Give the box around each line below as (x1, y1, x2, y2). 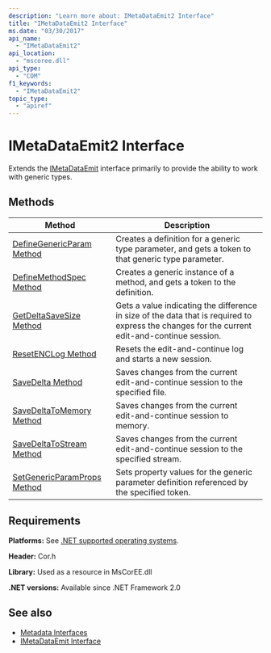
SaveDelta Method (12, 377, 83, 388)
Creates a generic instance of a (115, 266, 235, 277)
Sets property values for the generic (115, 466, 252, 478)
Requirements (8, 514, 81, 528)
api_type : (8, 65, 42, 73)
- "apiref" (15, 102, 52, 110)
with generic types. (8, 172, 73, 182)
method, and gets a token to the (115, 276, 236, 288)
